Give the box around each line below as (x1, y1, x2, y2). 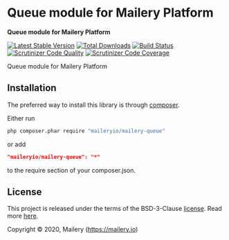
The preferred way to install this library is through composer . (7, 101, 180, 109)
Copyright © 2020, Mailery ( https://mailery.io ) (7, 225, 138, 234)
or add (7, 140, 26, 148)
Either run (7, 114, 35, 122)
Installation (7, 82, 57, 94)
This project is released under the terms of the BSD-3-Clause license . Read (7, 205, 223, 213)
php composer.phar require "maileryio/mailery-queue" (7, 127, 166, 135)
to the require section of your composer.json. (7, 166, 136, 174)
